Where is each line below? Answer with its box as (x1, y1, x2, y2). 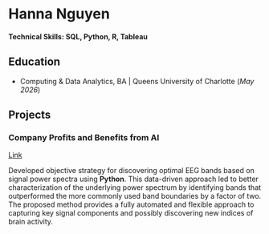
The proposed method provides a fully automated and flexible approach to (8, 200, 255, 209)
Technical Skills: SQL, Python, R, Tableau (8, 31, 149, 41)
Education (8, 55, 61, 69)
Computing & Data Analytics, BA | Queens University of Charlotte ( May (19, 76, 255, 86)
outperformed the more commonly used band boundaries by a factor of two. (8, 192, 262, 201)
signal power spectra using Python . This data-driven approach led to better (8, 174, 259, 184)
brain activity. (8, 217, 54, 227)
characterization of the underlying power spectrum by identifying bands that (8, 183, 262, 192)
